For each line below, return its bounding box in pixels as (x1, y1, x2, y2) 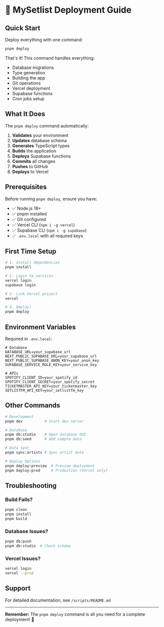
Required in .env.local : (5, 336, 53, 342)
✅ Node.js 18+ (12, 205, 41, 211)
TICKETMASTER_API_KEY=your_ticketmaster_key (5, 384, 97, 389)
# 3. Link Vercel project (5, 291, 58, 296)
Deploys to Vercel (12, 169, 49, 174)
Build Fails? (5, 496, 33, 503)
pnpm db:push (5, 539, 32, 544)
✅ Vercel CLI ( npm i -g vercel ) (12, 222, 75, 228)
